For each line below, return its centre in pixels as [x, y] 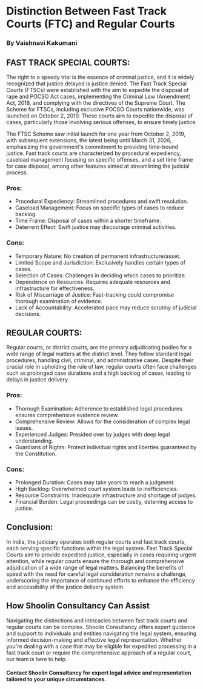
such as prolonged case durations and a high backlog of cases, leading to [98, 373]
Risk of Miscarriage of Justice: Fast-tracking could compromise [95, 294]
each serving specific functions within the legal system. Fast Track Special [99, 548]
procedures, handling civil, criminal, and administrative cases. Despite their [100, 360]
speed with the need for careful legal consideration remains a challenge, [97, 574]
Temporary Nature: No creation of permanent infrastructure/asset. [98, 256]
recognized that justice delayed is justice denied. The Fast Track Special [96, 84]
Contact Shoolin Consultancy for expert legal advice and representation [99, 673]
